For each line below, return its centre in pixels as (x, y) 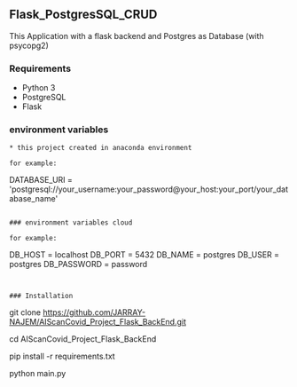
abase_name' (34, 199)
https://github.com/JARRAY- (94, 312)
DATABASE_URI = (41, 180)
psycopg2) (29, 45)
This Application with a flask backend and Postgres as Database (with (137, 36)
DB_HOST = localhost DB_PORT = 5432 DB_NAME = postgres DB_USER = (145, 255)
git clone (25, 312)
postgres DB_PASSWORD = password (78, 265)
